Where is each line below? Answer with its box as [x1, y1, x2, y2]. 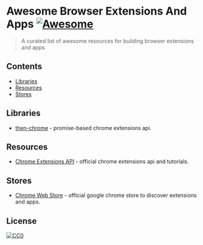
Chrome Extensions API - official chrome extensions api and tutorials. [15, 158, 190, 165]
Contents [6, 61, 43, 72]
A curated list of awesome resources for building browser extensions [21, 37, 194, 44]
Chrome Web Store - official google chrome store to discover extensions [15, 192, 197, 199]
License [6, 216, 37, 226]
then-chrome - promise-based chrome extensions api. [15, 124, 152, 131]
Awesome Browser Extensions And [6, 4, 187, 18]
